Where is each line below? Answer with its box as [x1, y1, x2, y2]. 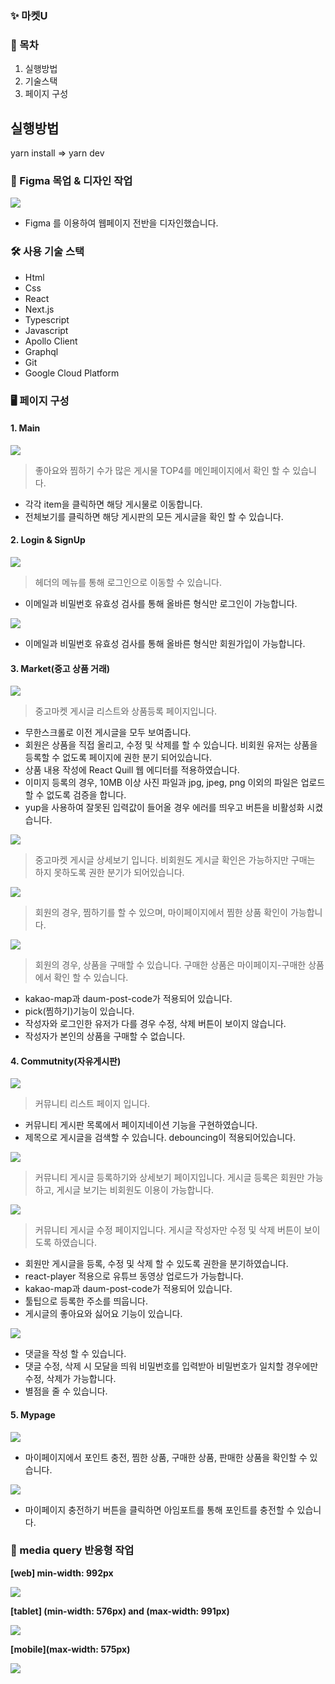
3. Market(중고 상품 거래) [10, 662, 111, 674]
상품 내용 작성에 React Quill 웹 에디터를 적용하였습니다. [24, 764, 240, 776]
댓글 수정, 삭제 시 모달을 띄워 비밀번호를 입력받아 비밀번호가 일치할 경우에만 [24, 1360, 319, 1372]
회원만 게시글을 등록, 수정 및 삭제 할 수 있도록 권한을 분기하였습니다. [24, 1258, 289, 1270]
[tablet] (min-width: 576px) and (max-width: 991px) [10, 1605, 230, 1617]
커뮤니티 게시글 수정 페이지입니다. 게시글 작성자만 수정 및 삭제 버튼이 [34, 1224, 302, 1236]
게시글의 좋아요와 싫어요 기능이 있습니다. [24, 1308, 183, 1320]
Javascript [24, 324, 69, 336]
